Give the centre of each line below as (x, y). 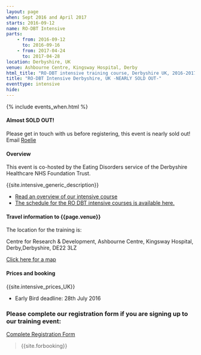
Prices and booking (31, 274)
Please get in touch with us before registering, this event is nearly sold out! (98, 134)
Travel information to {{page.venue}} (54, 217)
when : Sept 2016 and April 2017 (46, 17)
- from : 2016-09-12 (41, 40)
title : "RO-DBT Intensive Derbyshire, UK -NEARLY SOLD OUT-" (84, 78)
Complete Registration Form (41, 334)
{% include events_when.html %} (47, 107)
